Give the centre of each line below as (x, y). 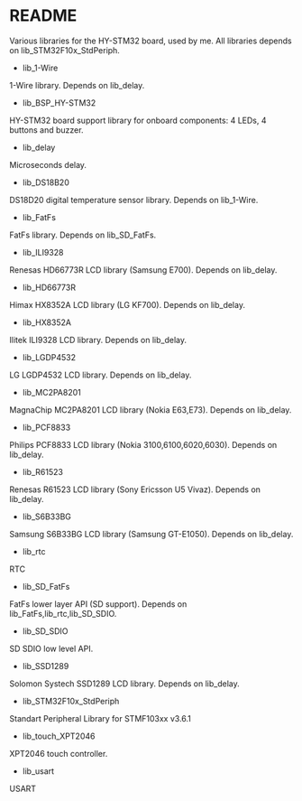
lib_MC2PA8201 (51, 392)
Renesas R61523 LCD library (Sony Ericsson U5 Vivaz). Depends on (135, 489)
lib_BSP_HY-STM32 (59, 102)
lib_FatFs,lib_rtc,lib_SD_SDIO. (63, 613)
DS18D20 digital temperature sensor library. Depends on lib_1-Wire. (134, 200)
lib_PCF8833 (46, 427)
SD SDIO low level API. (51, 648)
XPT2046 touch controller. (59, 753)
